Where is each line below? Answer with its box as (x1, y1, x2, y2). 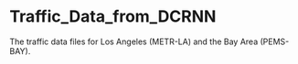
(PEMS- (260, 36, 290, 47)
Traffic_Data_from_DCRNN (9, 6, 217, 27)
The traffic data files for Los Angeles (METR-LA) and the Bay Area (9, 36, 259, 47)
